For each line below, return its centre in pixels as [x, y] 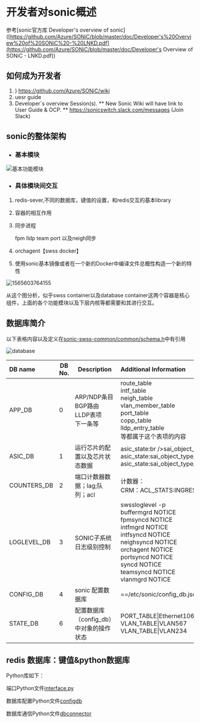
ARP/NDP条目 [94, 396]
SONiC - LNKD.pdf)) [31, 56]
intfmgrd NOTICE [144, 527]
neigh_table [137, 398]
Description [95, 369]
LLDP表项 [88, 414]
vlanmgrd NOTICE [146, 579]
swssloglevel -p [143, 504]
